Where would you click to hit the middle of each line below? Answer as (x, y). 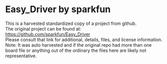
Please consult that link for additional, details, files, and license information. (84, 40)
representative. (21, 56)
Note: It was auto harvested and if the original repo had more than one (78, 45)
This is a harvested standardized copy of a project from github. (71, 23)
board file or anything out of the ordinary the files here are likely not (76, 50)
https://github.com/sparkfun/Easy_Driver (48, 34)
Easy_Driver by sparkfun (58, 9)
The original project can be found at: (43, 28)
